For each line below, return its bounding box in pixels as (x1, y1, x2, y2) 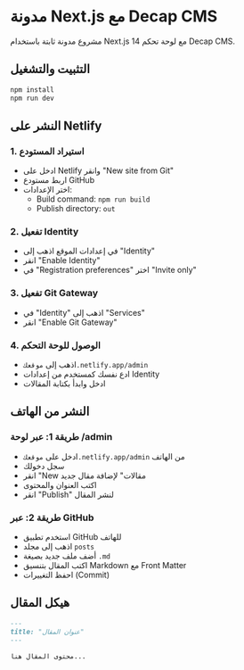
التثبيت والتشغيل (10, 62, 90, 77)
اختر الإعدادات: (22, 185, 73, 195)
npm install (10, 85, 54, 95)
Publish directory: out (36, 203, 116, 214)
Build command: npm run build (36, 194, 150, 204)
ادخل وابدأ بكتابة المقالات (22, 378, 106, 389)
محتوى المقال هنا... (10, 651, 87, 661)
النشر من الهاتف (10, 404, 90, 419)
